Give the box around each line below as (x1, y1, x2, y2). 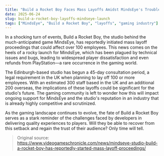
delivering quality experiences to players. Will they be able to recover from (5, 120, 155, 126)
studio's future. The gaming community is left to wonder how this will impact (5, 90, 159, 96)
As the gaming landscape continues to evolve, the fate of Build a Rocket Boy (5, 110, 159, 116)
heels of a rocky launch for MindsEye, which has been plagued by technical (5, 50, 157, 56)
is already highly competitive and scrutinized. (5, 100, 96, 106)
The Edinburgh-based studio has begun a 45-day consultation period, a (5, 69, 150, 76)
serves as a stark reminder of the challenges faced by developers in (5, 115, 142, 121)
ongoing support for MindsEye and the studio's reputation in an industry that (5, 96, 159, 101)
